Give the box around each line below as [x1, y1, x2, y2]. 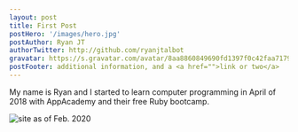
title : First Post [9, 21, 77, 30]
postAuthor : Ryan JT [9, 37, 86, 47]
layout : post [9, 12, 58, 22]
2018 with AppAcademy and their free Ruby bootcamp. [9, 96, 210, 106]
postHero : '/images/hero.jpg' [9, 29, 122, 38]
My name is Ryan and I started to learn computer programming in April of [9, 86, 277, 97]
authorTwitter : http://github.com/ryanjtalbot [9, 46, 184, 55]
